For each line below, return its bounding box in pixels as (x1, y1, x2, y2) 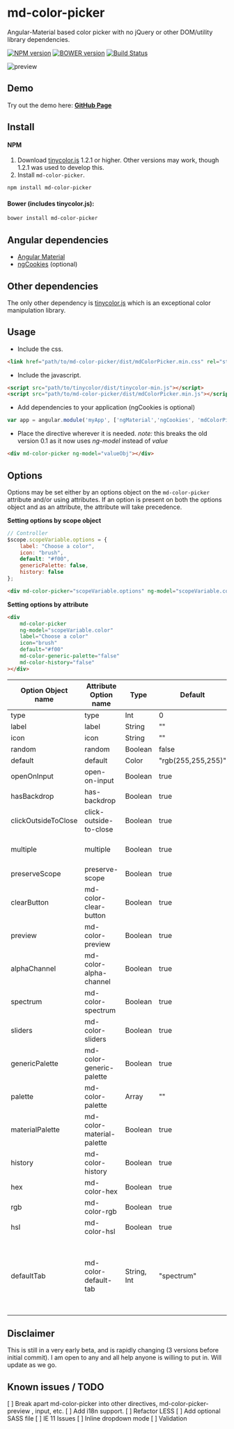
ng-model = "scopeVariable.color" (19, 627, 114, 634)
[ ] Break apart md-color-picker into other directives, (7, 1400, 158, 1408)
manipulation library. (7, 306, 66, 314)
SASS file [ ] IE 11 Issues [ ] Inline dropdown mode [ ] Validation (7, 1414, 187, 1423)
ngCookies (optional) (17, 260, 78, 269)
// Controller (7, 529, 49, 537)
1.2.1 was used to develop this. (17, 164, 104, 172)
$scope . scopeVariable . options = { (7, 536, 108, 543)
